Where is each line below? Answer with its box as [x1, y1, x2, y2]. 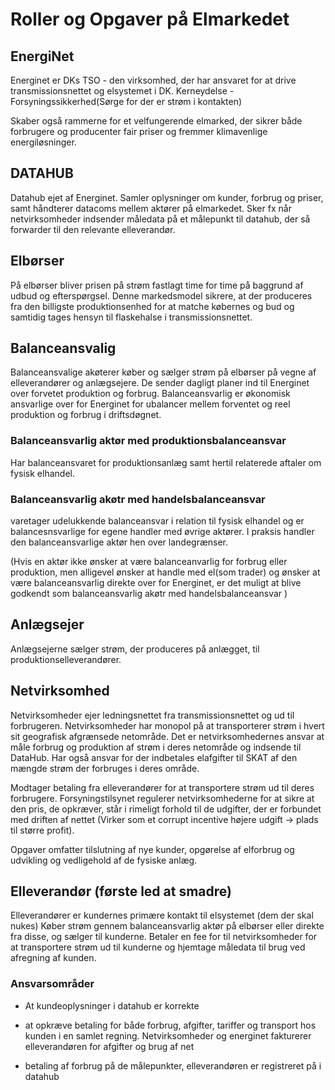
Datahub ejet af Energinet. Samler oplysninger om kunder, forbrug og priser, [10, 191, 324, 203]
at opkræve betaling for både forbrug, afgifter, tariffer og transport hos [24, 1019, 317, 1031]
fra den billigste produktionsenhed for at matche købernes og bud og [10, 300, 295, 312]
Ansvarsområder [10, 977, 95, 991]
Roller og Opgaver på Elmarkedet [10, 8, 290, 31]
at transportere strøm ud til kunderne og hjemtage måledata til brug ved [10, 941, 306, 953]
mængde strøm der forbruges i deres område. [10, 762, 200, 774]
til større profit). [10, 824, 75, 836]
